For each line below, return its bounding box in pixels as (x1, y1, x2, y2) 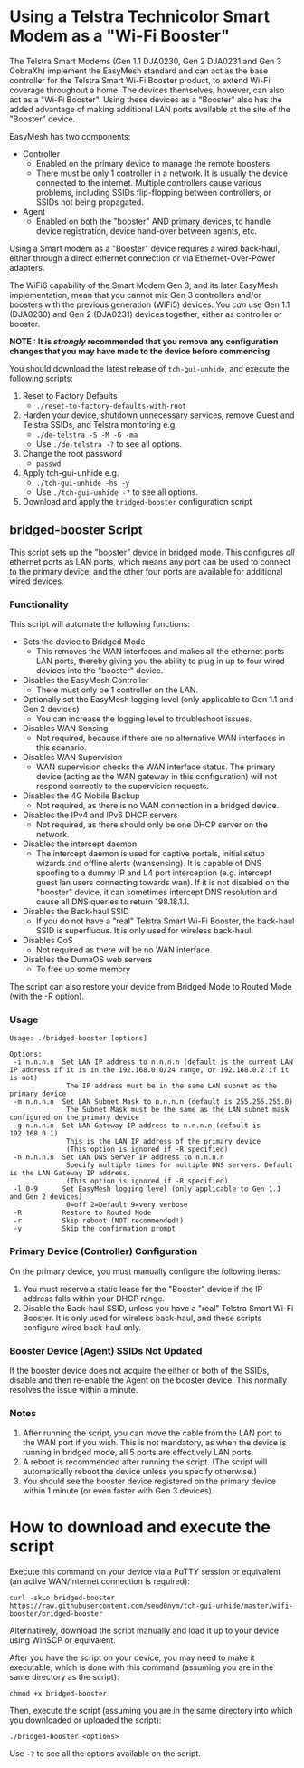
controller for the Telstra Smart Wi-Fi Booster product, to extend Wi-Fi (9, 74, 271, 85)
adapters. (9, 262, 45, 273)
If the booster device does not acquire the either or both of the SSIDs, (9, 1365, 270, 1376)
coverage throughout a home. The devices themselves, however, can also (9, 84, 285, 95)
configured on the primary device (9, 1113, 140, 1123)
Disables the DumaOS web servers (22, 954, 153, 965)
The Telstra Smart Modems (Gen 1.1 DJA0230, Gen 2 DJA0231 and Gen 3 (9, 55, 282, 66)
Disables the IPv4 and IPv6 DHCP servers (22, 809, 178, 821)
